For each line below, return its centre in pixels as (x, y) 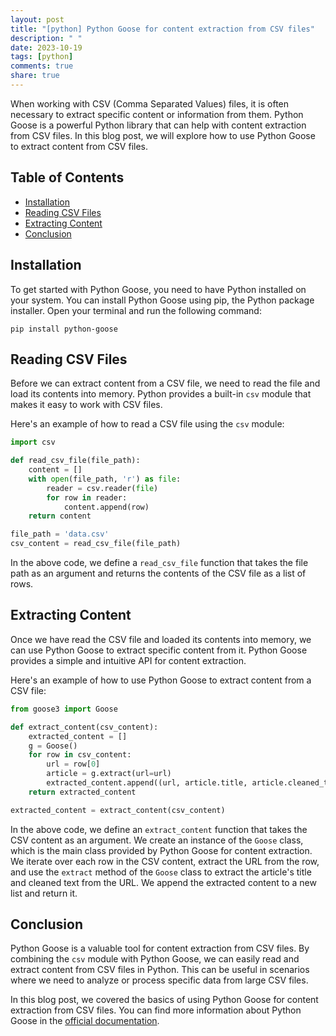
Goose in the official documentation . (85, 1021)
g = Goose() (53, 746)
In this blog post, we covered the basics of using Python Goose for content (164, 1000)
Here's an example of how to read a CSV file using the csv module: (147, 424)
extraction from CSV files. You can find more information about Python (156, 1010)
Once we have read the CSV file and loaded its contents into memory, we (161, 639)
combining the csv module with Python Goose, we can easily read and (155, 959)
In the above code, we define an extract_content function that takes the (159, 829)
